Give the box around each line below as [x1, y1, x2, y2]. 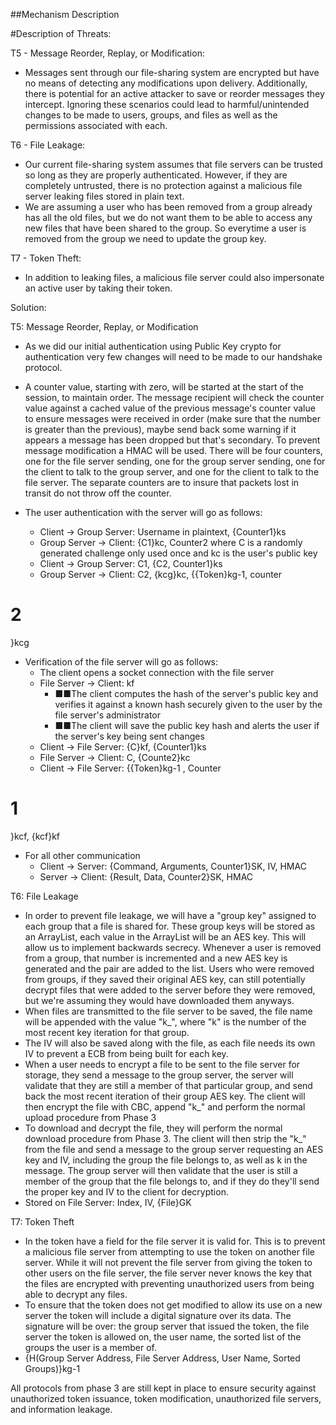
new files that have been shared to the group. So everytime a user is [24, 222, 307, 234]
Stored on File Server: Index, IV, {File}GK [24, 1196, 192, 1208]
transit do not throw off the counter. [24, 487, 172, 499]
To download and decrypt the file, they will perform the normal [24, 1122, 283, 1134]
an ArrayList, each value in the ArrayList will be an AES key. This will [24, 930, 307, 943]
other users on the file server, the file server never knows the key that [24, 1267, 312, 1279]
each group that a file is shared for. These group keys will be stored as [24, 920, 316, 932]
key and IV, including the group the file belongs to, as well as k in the [24, 1154, 308, 1166]
